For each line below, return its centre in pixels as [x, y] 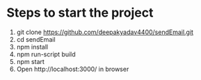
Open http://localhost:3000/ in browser [73, 69]
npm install [32, 47]
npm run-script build [46, 54]
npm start [30, 61]
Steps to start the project [80, 13]
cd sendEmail [36, 39]
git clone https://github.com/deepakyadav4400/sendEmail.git [105, 32]
